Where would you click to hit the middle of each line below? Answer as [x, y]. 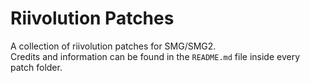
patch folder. [36, 67]
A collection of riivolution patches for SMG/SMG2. [113, 46]
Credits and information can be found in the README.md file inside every [155, 56]
